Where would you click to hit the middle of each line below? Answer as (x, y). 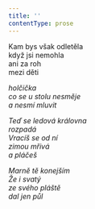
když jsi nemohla (36, 55)
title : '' (25, 16)
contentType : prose (41, 23)
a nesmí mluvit (33, 105)
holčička (23, 88)
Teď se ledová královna (47, 120)
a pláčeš (23, 155)
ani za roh (25, 63)
